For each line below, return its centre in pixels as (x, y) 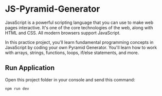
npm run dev (17, 89)
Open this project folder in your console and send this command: (70, 79)
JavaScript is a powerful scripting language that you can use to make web (79, 22)
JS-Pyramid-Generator (53, 9)
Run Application (30, 68)
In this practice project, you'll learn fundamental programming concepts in (79, 42)
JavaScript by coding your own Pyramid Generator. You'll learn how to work (81, 47)
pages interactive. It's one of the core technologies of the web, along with (79, 27)
